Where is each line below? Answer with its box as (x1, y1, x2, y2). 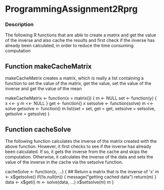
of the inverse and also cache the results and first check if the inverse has (5, 37, 155, 43)
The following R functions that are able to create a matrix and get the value (5, 32, 156, 38)
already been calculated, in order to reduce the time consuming (5, 43, 134, 49)
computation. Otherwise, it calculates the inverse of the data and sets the (5, 154, 154, 160)
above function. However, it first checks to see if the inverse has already (5, 144, 151, 150)
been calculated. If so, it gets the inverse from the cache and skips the (5, 149, 148, 155)
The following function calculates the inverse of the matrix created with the (5, 138, 157, 144)
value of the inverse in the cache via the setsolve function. (5, 159, 124, 165)
